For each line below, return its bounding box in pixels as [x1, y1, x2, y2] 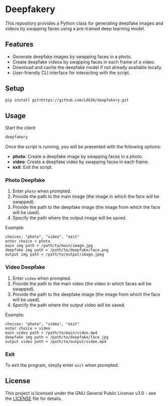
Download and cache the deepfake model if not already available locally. [12, 64, 163, 70]
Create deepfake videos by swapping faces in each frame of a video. [12, 59, 155, 65]
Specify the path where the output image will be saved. [12, 215, 127, 221]
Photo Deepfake [5, 177, 45, 184]
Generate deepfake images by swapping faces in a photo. [12, 53, 132, 59]
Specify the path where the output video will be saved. [12, 302, 125, 308]
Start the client [5, 125, 36, 131]
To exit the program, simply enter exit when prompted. [5, 362, 119, 368]
